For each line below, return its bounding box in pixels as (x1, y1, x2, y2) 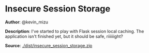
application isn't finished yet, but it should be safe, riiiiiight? (5, 33, 123, 39)
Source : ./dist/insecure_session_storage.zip (5, 42, 93, 48)
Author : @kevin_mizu (5, 19, 48, 25)
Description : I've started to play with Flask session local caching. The (5, 28, 144, 34)
